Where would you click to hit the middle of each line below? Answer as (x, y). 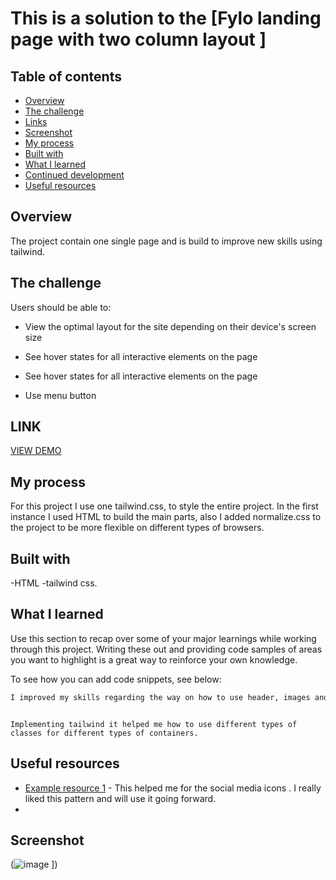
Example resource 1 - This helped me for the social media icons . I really (173, 788)
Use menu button (60, 395)
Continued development (74, 175)
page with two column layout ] (138, 39)
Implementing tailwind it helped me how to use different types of (154, 724)
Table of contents (66, 76)
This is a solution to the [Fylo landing (166, 18)
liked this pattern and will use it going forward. (120, 798)
